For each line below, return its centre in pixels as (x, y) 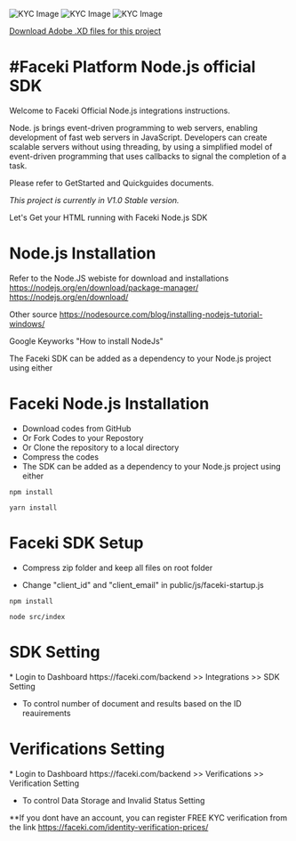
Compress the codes (60, 457)
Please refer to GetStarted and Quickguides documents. (112, 183)
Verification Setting (44, 783)
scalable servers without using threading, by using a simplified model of (141, 146)
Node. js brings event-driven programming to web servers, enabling (133, 127)
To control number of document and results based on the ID (132, 703)
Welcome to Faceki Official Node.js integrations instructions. (120, 110)
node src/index (37, 616)
